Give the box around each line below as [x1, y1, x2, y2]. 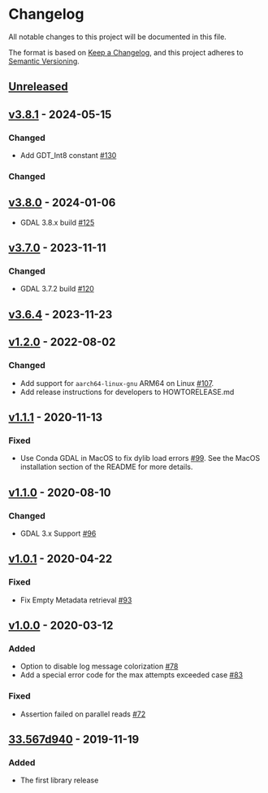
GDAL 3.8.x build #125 [19, 217, 95, 227]
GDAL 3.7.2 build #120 [19, 284, 95, 294]
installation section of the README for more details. [19, 462, 193, 472]
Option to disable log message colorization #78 [19, 661, 179, 672]
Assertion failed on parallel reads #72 [19, 709, 146, 719]
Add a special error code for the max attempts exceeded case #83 [19, 670, 244, 680]
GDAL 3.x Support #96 [19, 528, 97, 538]
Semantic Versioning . [8, 56, 80, 66]
